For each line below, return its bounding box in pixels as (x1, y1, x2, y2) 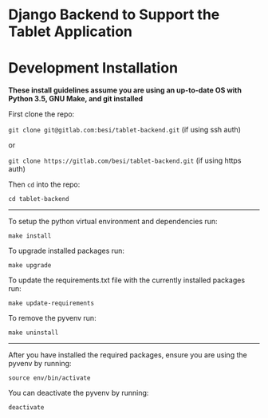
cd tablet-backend (8, 195, 69, 203)
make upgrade (8, 262, 52, 270)
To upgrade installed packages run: (8, 246, 125, 256)
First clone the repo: (8, 109, 75, 119)
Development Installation (8, 59, 178, 77)
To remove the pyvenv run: (8, 313, 97, 323)
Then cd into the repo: (8, 179, 81, 189)
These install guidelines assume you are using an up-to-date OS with (8, 85, 242, 95)
